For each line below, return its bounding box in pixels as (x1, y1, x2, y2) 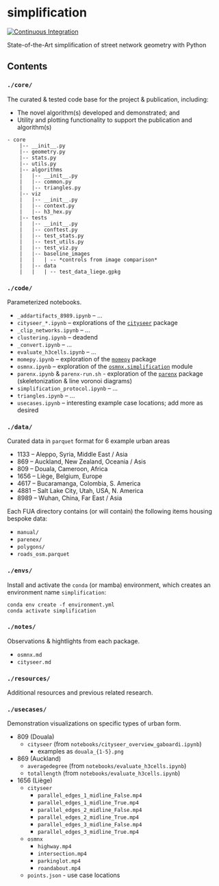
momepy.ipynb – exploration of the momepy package (16, 355, 157, 363)
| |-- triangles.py (19, 184, 81, 191)
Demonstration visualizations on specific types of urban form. (7, 719, 181, 728)
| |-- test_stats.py (19, 232, 84, 239)
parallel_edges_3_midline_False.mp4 (37, 822, 142, 828)
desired (16, 406, 39, 414)
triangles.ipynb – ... (16, 391, 75, 399)
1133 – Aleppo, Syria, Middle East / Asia (16, 451, 128, 459)
